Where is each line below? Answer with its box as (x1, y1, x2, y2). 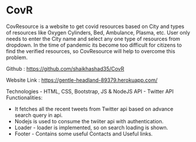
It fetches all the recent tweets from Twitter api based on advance (14, 105, 174, 112)
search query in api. (14, 112, 63, 119)
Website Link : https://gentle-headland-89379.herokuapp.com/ (6, 77, 158, 84)
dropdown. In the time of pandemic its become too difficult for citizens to (6, 41, 183, 49)
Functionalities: (6, 94, 43, 101)
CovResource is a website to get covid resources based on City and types (6, 23, 184, 30)
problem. (6, 54, 28, 61)
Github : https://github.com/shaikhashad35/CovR (6, 65, 125, 72)
